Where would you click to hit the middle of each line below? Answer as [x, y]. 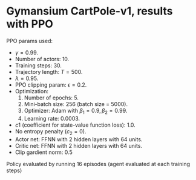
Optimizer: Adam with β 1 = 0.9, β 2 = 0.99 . [76, 111]
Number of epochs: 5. [51, 98]
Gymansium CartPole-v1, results [90, 11]
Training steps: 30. [38, 65]
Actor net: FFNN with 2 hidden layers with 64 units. [79, 139]
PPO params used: [30, 41]
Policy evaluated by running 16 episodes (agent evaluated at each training [98, 164]
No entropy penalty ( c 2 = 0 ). [51, 132]
